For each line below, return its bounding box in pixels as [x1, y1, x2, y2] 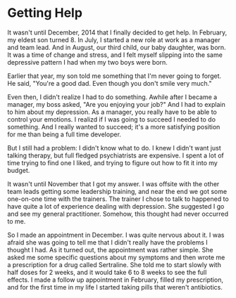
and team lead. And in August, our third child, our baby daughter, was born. [7, 43, 227, 51]
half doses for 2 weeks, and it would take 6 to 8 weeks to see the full [7, 268, 207, 276]
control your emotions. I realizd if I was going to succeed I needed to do [7, 115, 216, 124]
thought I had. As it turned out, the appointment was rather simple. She [7, 245, 213, 254]
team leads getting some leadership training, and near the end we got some [7, 187, 228, 195]
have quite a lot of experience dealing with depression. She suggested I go [7, 202, 225, 210]
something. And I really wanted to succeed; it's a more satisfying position [7, 122, 221, 131]
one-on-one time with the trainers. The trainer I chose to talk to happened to [7, 195, 229, 203]
